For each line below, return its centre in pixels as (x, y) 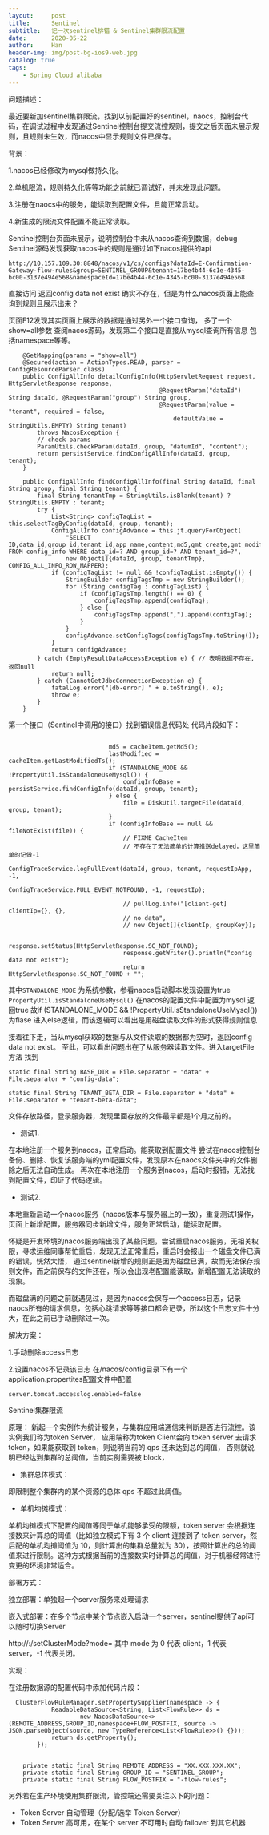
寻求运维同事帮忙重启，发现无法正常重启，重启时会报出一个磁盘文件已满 (141, 1251)
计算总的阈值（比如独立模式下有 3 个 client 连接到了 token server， (140, 1535)
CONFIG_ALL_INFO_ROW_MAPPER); (59, 565)
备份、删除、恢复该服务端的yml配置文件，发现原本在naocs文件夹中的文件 (129, 1160)
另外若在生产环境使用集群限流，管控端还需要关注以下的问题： (110, 1795)
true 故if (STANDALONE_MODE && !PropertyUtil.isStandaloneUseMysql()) (136, 1010)
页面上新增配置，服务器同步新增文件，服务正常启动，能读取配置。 (117, 1224)
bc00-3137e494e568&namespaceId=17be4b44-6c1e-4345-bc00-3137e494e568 (127, 277)
